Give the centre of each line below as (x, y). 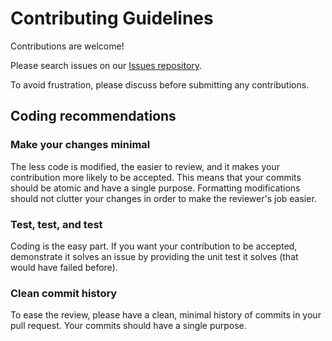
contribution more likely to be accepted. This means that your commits (156, 177)
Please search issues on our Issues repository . (106, 65)
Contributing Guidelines (112, 18)
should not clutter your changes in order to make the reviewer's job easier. (163, 198)
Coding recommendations (93, 116)
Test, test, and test (56, 224)
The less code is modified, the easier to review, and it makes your (145, 166)
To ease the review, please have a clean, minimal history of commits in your (166, 315)
